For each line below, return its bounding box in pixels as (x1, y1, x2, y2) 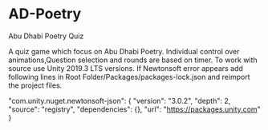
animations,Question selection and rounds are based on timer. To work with (8, 55, 258, 65)
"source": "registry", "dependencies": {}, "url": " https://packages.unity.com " (8, 104, 261, 114)
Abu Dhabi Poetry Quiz (8, 31, 84, 41)
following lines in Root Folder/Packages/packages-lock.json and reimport (8, 72, 250, 81)
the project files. (8, 81, 63, 90)
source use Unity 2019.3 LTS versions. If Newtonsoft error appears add (8, 63, 243, 73)
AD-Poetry (8, 5, 82, 23)
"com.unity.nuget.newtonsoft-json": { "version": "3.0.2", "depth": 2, (8, 96, 231, 105)
